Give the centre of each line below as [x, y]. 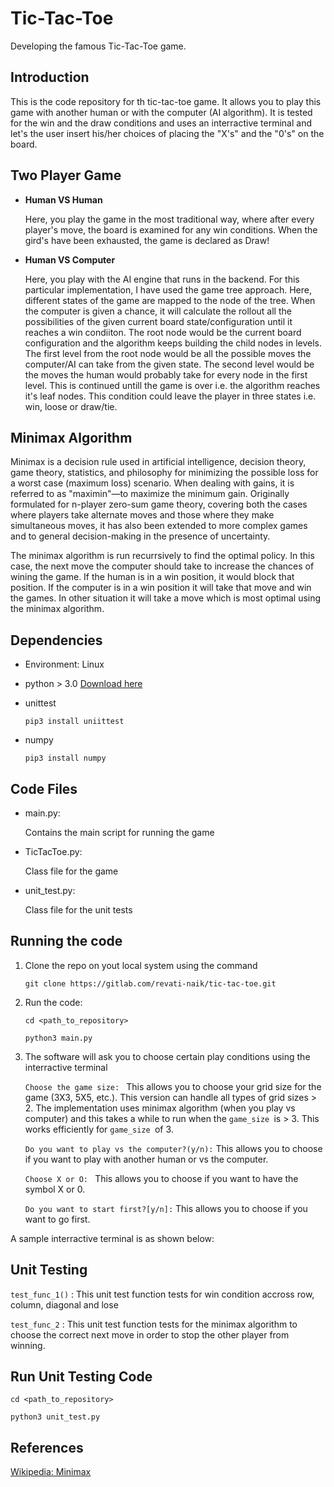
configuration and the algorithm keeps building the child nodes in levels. [173, 343]
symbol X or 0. [55, 1189]
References [47, 1447]
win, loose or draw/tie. [71, 406]
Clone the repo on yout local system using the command [141, 965]
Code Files [44, 788]
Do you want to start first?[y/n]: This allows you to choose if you [166, 1208]
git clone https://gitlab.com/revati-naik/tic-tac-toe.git [150, 983]
